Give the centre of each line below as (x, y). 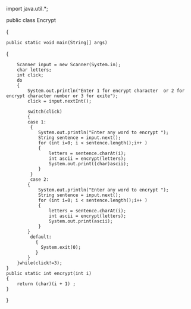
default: (41, 237)
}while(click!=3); (40, 263)
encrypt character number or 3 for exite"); (62, 96)
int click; (30, 75)
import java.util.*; (27, 9)
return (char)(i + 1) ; (46, 284)
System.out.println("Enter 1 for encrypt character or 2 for (106, 91)
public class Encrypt (31, 20)
